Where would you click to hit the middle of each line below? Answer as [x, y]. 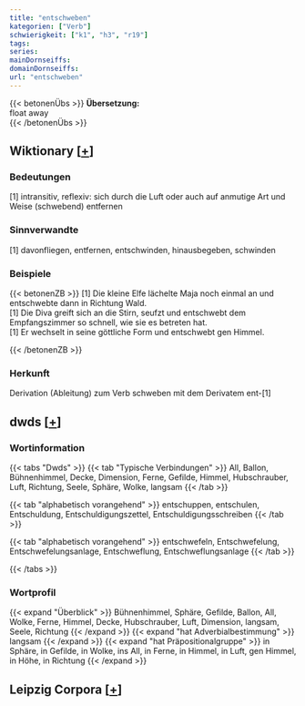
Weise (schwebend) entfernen [66, 207]
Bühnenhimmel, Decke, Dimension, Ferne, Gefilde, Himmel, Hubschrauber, [149, 477]
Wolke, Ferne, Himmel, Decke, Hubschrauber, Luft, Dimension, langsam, [144, 622]
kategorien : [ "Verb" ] [51, 26]
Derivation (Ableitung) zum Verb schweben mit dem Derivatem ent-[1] [140, 394]
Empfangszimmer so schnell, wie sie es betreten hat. [108, 322]
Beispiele [30, 273]
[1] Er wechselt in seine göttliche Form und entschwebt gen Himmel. [137, 333]
